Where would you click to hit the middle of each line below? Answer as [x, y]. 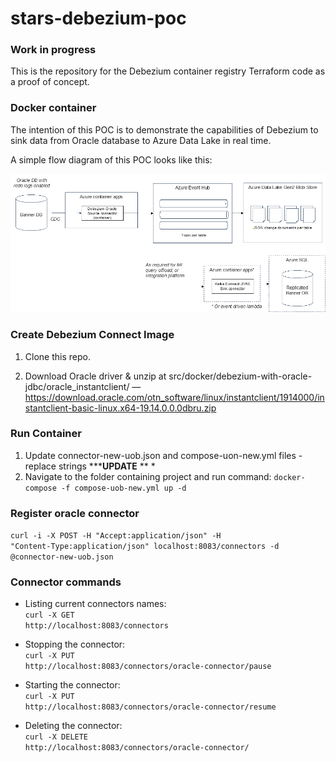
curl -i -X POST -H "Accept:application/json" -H [116, 536]
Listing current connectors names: [95, 604]
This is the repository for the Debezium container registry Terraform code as [168, 71]
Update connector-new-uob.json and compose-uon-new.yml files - [163, 455]
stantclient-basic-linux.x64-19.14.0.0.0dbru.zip [120, 408]
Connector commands [66, 582]
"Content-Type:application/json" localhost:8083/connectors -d [145, 547]
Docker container [53, 108]
